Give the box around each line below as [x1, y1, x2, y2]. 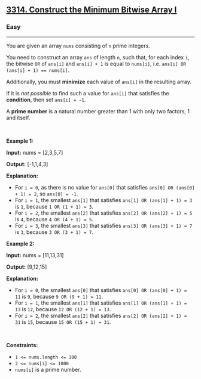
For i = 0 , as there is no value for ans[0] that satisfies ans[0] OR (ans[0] [14, 184, 195, 191]
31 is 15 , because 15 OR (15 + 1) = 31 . [14, 318, 111, 326]
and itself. [6, 114, 31, 121]
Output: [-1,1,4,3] [6, 160, 48, 167]
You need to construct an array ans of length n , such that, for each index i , [6, 53, 190, 61]
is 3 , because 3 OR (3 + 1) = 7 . [14, 228, 94, 236]
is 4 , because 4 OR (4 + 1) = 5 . [14, 215, 94, 222]
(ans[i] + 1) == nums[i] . [6, 66, 70, 74]
